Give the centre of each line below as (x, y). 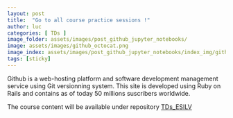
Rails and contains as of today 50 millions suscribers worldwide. (99, 93)
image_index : (26, 53)
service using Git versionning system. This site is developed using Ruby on (114, 86)
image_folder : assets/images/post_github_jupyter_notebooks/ (97, 40)
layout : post (26, 14)
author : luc (24, 26)
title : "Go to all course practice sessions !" (79, 20)
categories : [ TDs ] (37, 33)
